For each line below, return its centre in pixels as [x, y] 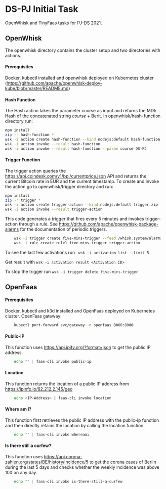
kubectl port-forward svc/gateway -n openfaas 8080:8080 [74, 325]
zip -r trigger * [23, 200]
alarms [12, 229]
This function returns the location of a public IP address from [67, 384]
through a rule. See [38, 224]
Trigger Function [23, 160]
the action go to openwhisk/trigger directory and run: [59, 186]
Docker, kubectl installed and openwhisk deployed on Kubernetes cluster [80, 78]
